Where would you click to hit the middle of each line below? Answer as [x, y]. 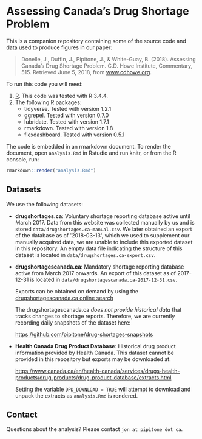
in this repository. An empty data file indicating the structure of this [99, 248]
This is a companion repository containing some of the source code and [96, 41]
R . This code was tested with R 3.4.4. [61, 96]
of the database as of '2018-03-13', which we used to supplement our [102, 235]
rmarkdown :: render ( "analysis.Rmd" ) [51, 170]
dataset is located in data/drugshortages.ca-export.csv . [85, 255]
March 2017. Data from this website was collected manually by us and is [105, 222]
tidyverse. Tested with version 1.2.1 [68, 108]
